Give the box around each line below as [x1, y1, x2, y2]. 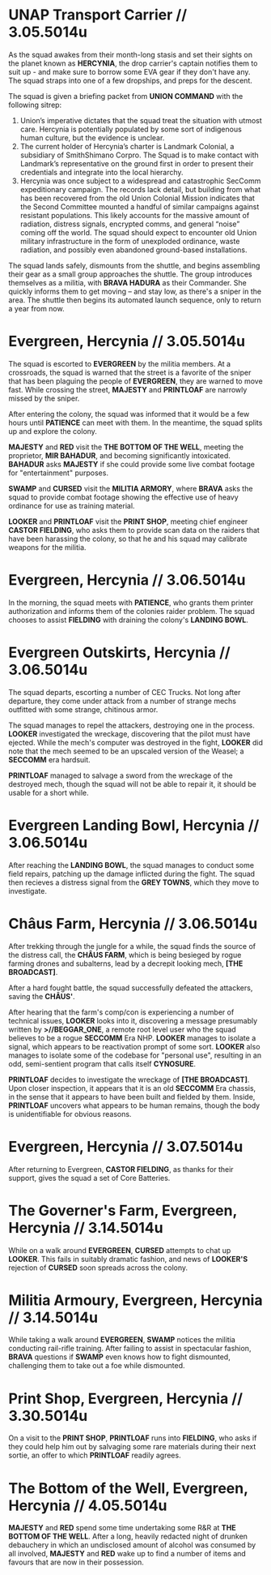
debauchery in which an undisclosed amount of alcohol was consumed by [8, 1540, 256, 1550]
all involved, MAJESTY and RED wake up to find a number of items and [8, 1549, 247, 1559]
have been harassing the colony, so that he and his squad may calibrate [8, 534, 248, 543]
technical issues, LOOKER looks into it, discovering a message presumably [8, 1015, 258, 1025]
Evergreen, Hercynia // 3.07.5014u [8, 1137, 243, 1156]
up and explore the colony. [8, 426, 97, 436]
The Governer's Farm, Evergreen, [8, 1201, 237, 1220]
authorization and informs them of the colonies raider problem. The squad [8, 606, 255, 616]
